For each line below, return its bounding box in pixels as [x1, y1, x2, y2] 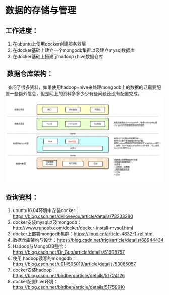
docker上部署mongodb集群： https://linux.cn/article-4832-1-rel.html [12, 231, 154, 237]
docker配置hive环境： [12, 279, 58, 285]
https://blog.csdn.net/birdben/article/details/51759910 [12, 284, 125, 290]
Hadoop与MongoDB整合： [12, 243, 68, 249]
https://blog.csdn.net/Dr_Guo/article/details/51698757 [12, 249, 125, 256]
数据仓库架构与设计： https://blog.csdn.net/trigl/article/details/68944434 [12, 237, 164, 243]
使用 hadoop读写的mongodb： [12, 255, 77, 261]
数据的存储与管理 [5, 5, 77, 16]
